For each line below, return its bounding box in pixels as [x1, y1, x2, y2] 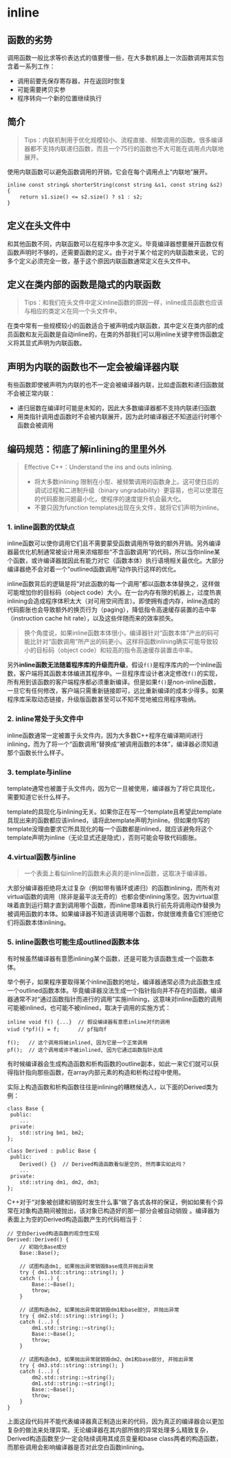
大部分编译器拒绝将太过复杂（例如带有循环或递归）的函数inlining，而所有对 [7, 884, 220, 892]
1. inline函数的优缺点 [7, 522, 76, 531]
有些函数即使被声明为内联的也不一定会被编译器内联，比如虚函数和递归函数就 [7, 381, 224, 389]
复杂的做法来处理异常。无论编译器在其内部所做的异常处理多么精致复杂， [7, 1426, 212, 1434]
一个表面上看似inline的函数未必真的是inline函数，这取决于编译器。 [23, 869, 211, 878]
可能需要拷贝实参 [16, 85, 66, 94]
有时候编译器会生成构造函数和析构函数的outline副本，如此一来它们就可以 [7, 1060, 213, 1068]
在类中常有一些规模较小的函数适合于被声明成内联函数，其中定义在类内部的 [7, 322, 218, 330]
